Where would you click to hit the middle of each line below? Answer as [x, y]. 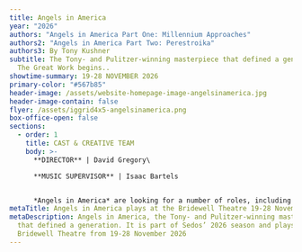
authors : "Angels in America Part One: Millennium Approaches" [130, 34]
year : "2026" [34, 26]
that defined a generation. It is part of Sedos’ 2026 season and [144, 226]
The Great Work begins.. [64, 68]
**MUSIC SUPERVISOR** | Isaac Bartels [106, 176]
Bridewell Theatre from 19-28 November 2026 [102, 234]
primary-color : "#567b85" [58, 85]
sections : [28, 127]
